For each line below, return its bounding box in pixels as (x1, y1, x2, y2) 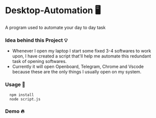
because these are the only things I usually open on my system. (12, 69, 142, 75)
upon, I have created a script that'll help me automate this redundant (12, 53, 151, 59)
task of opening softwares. (12, 59, 67, 64)
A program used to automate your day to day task (5, 24, 106, 30)
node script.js (9, 96, 41, 102)
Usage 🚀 (5, 81, 26, 88)
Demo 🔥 (5, 108, 25, 115)
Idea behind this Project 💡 (5, 36, 68, 43)
